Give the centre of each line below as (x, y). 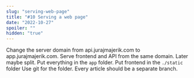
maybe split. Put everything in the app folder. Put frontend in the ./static (95, 63)
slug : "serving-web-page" (38, 11)
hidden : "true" (25, 33)
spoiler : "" (21, 28)
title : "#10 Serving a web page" (47, 17)
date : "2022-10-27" (30, 22)
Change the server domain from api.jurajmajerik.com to (73, 50)
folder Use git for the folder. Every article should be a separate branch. (92, 69)
